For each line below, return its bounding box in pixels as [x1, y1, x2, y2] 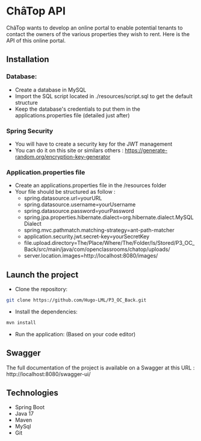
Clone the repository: [14, 286, 68, 293]
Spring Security [6, 126, 54, 135]
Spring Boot [14, 404, 45, 411]
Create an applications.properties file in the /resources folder [14, 182, 167, 189]
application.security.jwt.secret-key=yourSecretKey [23, 233, 150, 240]
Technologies [6, 387, 59, 398]
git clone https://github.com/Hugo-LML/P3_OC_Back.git [6, 297, 147, 303]
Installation [6, 54, 49, 64]
